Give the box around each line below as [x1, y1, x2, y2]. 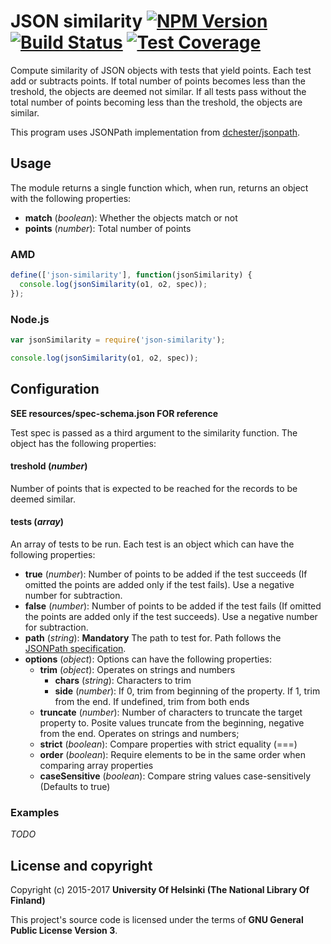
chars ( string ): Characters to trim [54, 674, 192, 686]
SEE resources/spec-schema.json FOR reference [10, 407, 219, 419]
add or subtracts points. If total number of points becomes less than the [10, 75, 307, 87]
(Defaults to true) [39, 780, 111, 792]
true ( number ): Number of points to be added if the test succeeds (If [24, 568, 308, 580]
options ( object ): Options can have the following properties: [24, 653, 272, 665]
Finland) [10, 895, 46, 907]
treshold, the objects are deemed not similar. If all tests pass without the [10, 85, 307, 97]
